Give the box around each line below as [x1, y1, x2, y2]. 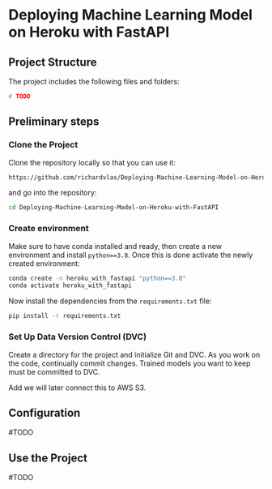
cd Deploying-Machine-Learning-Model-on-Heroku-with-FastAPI [8, 204, 219, 212]
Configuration [8, 405, 81, 419]
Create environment [8, 223, 89, 234]
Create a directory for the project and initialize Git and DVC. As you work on [8, 350, 261, 359]
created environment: [8, 258, 80, 268]
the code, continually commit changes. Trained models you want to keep [8, 358, 251, 368]
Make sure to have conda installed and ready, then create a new [8, 241, 223, 251]
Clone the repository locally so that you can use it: [8, 157, 176, 167]
